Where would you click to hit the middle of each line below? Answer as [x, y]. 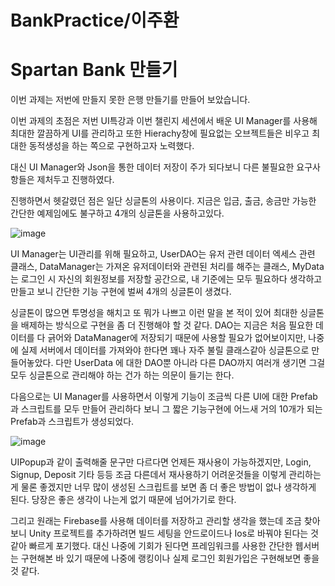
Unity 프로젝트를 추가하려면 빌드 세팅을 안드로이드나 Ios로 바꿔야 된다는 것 [173, 533]
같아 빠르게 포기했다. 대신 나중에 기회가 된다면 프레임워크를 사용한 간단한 [151, 546]
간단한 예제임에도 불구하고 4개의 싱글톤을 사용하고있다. [117, 213]
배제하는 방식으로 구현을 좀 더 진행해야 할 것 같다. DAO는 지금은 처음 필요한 [167, 325]
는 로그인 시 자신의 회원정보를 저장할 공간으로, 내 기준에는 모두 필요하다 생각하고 [166, 279]
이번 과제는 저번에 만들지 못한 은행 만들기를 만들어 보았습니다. [130, 100]
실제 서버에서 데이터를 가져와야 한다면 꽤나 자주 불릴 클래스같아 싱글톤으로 [165, 350]
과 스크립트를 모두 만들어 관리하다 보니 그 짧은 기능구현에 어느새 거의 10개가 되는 [166, 409]
